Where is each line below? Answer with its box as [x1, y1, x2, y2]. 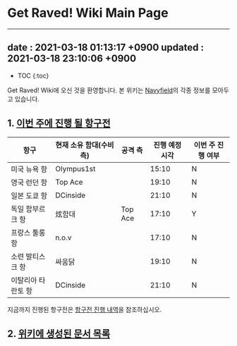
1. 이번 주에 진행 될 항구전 [7, 118, 111, 130]
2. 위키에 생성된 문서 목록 [7, 328, 111, 340]
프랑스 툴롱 [11, 228, 46, 237]
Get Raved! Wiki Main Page [7, 5, 169, 21]
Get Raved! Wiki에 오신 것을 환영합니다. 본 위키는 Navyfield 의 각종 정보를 [7, 86, 211, 94]
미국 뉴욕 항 [11, 164, 48, 174]
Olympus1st [55, 163, 96, 173]
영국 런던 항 [11, 178, 48, 187]
